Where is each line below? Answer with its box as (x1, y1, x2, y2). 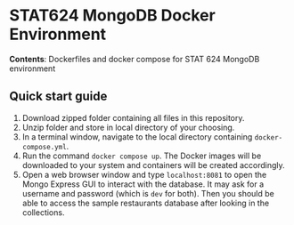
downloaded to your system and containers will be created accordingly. (21, 159, 285, 170)
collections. (21, 206, 65, 218)
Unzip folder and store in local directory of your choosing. (21, 122, 235, 133)
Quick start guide (9, 89, 108, 104)
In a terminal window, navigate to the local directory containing (21, 131, 253, 142)
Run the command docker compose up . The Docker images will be (21, 150, 262, 161)
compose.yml (21, 142, 67, 151)
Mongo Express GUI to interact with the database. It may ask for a (21, 179, 265, 189)
